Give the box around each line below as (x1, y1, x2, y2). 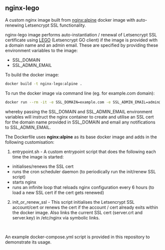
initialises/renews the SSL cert (12, 163, 74, 169)
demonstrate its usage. (5, 239, 52, 245)
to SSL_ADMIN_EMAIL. (5, 124, 52, 130)
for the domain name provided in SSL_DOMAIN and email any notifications (5, 119, 156, 125)
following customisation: (5, 139, 55, 145)
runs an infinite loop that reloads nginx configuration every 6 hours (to (12, 184, 155, 190)
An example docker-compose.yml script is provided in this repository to (5, 234, 150, 240)
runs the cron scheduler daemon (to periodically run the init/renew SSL (12, 168, 156, 174)
